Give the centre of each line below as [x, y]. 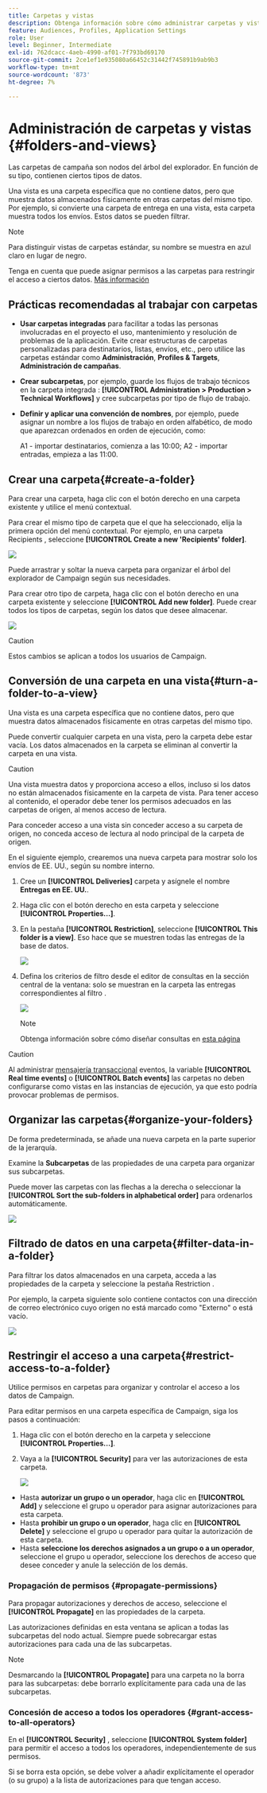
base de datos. [44, 945]
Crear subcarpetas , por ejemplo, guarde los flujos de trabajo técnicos [135, 382]
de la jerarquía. [33, 1147]
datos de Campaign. [41, 1395]
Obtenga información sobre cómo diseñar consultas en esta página [130, 1038]
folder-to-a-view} [53, 694]
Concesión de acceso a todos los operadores [97, 1712]
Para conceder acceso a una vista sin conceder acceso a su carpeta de [126, 825]
